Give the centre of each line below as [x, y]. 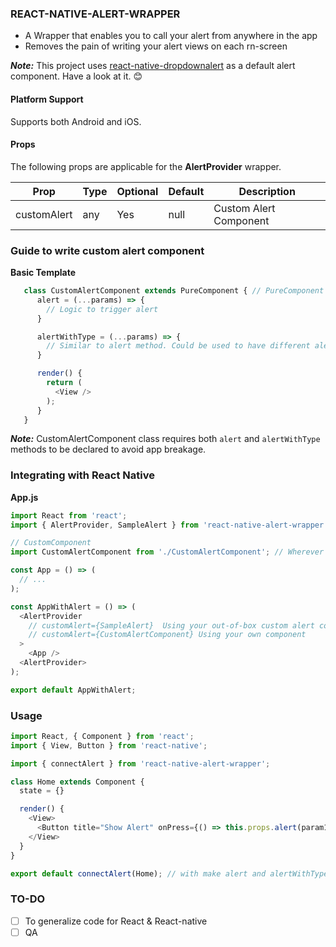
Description [267, 191]
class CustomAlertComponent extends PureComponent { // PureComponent [174, 291]
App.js [24, 497]
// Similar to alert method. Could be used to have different [178, 346]
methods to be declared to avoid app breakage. [108, 449]
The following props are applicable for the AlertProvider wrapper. [146, 166]
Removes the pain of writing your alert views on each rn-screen [156, 46]
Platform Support [47, 99]
